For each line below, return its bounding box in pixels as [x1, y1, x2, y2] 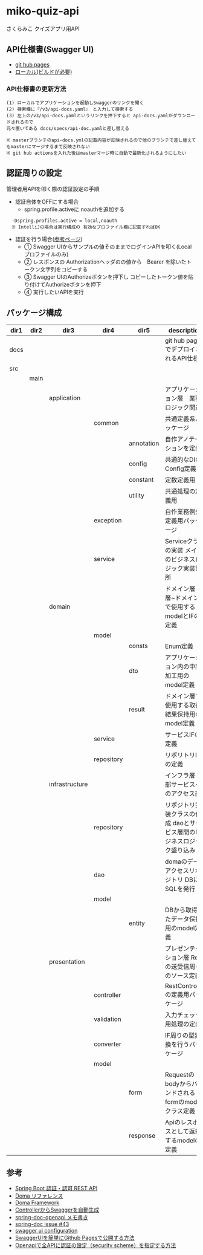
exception [93, 516, 122, 524]
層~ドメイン [165, 594, 199, 602]
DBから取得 [165, 906, 198, 914]
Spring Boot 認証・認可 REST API [14, 1185, 98, 1192]
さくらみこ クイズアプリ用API [6, 25, 80, 32]
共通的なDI [165, 455, 196, 464]
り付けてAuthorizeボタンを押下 [24, 281, 101, 288]
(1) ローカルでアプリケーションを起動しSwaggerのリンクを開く [6, 100, 144, 106]
